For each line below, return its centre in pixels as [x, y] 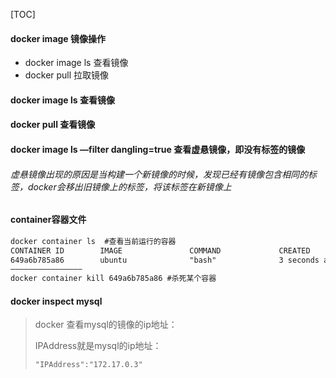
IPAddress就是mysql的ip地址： [98, 346]
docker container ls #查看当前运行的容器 [93, 241]
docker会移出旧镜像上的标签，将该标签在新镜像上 [129, 186]
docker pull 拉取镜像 [67, 75]
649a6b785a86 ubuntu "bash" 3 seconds [165, 260]
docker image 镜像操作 [58, 38]
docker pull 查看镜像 [53, 125]
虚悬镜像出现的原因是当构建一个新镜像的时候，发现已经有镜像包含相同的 [159, 174]
